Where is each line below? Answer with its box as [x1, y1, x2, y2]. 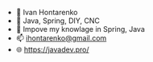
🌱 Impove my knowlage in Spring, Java [15, 25, 145, 33]
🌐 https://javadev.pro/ [15, 45, 89, 54]
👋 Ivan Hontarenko [15, 8, 78, 17]
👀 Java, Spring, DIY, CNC [15, 16, 101, 25]
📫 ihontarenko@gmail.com [15, 33, 107, 43]
